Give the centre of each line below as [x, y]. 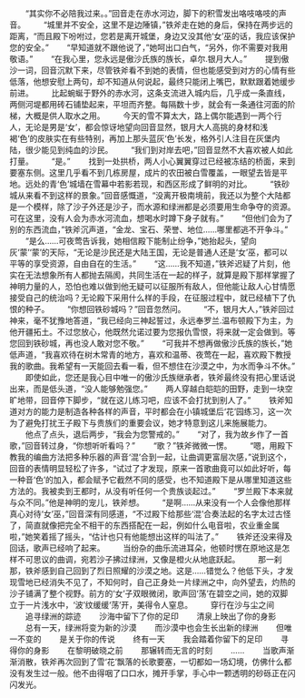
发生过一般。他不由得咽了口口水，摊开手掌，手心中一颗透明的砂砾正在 [156, 673]
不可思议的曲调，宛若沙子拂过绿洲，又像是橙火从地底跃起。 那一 [145, 559]
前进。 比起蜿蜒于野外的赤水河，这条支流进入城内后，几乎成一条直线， [150, 93]
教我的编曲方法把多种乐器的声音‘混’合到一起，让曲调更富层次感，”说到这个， [151, 457]
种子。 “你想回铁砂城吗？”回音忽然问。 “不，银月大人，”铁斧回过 [160, 309]
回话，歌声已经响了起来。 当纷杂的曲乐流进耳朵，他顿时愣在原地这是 [146, 548]
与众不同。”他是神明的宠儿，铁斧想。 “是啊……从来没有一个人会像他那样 [150, 502]
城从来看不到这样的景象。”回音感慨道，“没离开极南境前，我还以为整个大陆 [146, 195]
